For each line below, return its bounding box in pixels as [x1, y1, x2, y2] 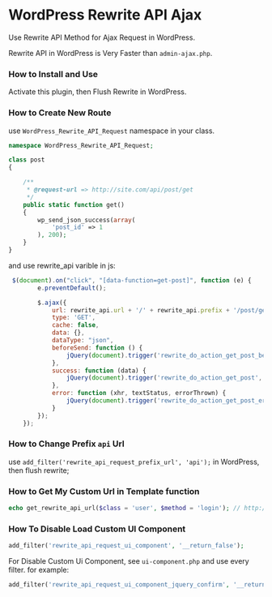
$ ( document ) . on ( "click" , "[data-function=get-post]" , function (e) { [11, 276, 252, 285]
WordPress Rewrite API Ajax [8, 6, 202, 24]
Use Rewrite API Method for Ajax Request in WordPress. [8, 32, 196, 42]
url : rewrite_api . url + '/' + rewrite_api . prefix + [51, 306, 230, 314]
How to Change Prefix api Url [8, 438, 125, 449]
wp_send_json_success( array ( [37, 216, 136, 224]
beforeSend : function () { [51, 343, 143, 352]
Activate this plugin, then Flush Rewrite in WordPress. [8, 87, 187, 97]
